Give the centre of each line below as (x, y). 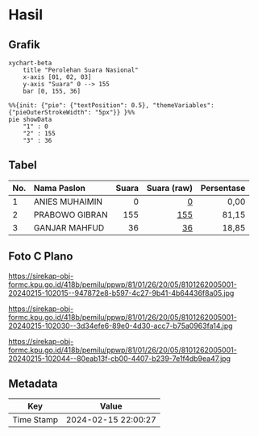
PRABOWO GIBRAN (71, 214)
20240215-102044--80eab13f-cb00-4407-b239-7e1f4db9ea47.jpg (120, 358)
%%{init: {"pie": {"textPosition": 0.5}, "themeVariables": (112, 106)
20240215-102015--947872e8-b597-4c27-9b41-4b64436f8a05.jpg (121, 293)
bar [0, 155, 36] (52, 91)
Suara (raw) (170, 188)
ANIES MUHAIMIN (68, 201)
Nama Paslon (60, 188)
